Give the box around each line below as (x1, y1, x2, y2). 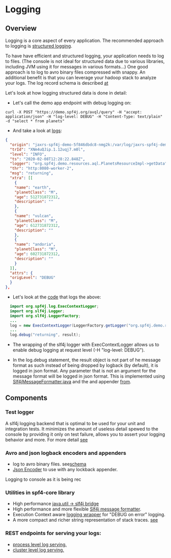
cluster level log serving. (12, 547, 65, 553)
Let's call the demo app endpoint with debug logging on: (12, 100, 131, 106)
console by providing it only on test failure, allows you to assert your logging (5, 431, 165, 437)
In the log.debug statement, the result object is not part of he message (12, 357, 161, 363)
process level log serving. (12, 541, 67, 547)
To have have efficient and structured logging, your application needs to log (5, 53, 164, 59)
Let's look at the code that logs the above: (12, 294, 101, 300)
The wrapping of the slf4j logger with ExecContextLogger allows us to (12, 341, 159, 348)
